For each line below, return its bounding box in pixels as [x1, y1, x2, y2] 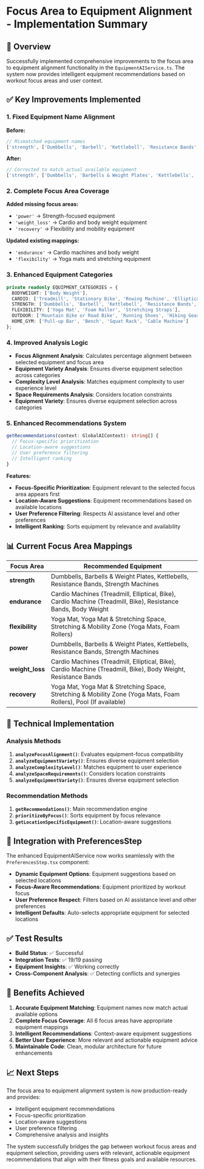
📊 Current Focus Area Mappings [6, 541, 133, 552]
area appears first [15, 490, 60, 498]
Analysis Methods [6, 737, 61, 745]
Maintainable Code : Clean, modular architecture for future [15, 1042, 162, 1050]
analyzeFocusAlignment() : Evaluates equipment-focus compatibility [15, 751, 183, 758]
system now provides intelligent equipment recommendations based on [6, 71, 185, 77]
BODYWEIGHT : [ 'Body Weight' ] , [12, 290, 88, 296]
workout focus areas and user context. [6, 77, 103, 84]
